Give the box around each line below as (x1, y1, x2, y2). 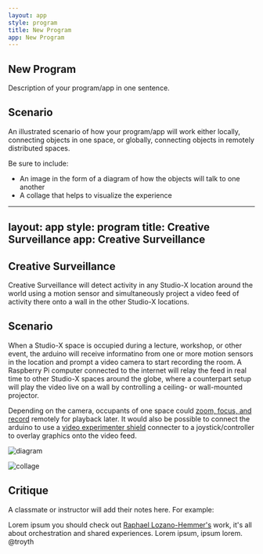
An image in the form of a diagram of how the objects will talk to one (19, 173, 240, 183)
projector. (8, 390, 39, 400)
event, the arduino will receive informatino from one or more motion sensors (8, 348, 254, 358)
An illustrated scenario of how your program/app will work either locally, (8, 126, 241, 136)
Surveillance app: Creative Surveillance (8, 233, 206, 246)
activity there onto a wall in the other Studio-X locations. (8, 297, 189, 307)
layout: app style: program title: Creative (8, 221, 210, 234)
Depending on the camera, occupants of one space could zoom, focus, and (8, 406, 252, 415)
